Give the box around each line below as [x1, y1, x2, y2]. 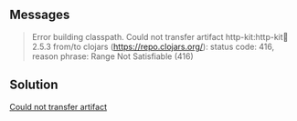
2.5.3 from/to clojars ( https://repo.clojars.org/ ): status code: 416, [31, 41, 275, 52]
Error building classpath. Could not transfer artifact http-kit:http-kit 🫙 [31, 31, 289, 42]
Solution [9, 77, 58, 93]
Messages [9, 7, 70, 23]
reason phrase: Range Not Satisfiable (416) [31, 50, 194, 62]
